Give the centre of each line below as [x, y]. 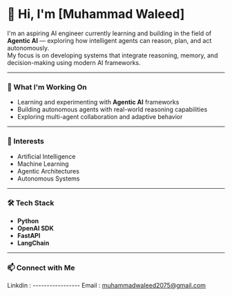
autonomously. [28, 48]
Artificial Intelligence [46, 156]
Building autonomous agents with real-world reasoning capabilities [112, 109]
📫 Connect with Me [41, 268]
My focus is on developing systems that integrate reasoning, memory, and [113, 55]
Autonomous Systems [49, 178]
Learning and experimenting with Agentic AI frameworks [98, 102]
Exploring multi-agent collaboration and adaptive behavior [100, 117]
